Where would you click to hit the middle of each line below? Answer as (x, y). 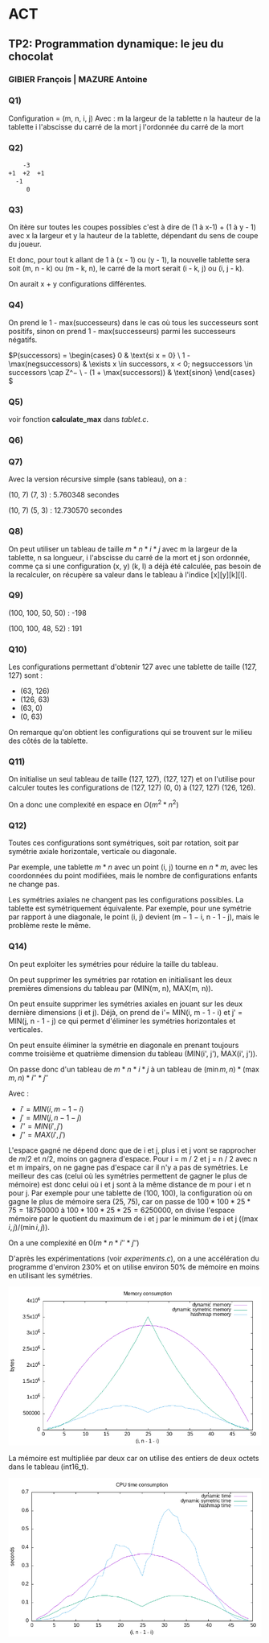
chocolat (31, 56)
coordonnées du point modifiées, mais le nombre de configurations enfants (133, 876)
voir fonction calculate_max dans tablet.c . (79, 419)
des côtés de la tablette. (48, 741)
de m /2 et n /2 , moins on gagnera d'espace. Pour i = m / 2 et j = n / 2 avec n (133, 1158)
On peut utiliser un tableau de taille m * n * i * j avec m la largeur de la (123, 549)
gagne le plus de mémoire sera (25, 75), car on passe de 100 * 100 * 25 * (130, 1201)
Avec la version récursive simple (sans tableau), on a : (98, 479)
